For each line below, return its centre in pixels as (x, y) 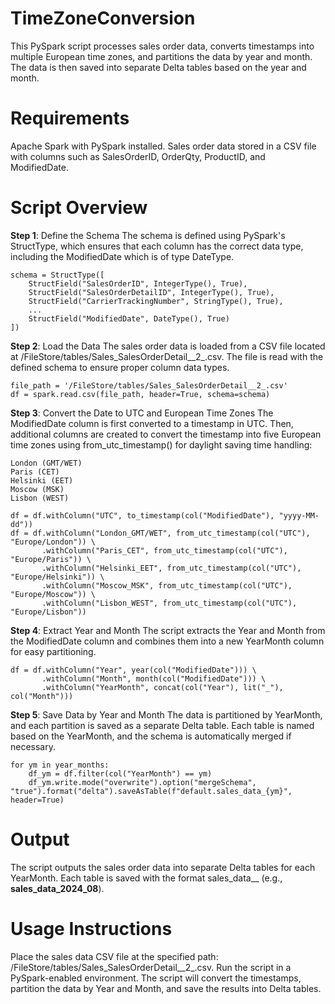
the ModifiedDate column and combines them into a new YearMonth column (167, 641)
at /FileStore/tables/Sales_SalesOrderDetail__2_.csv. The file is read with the (167, 356)
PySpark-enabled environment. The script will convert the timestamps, (156, 978)
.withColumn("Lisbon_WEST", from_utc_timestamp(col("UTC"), (169, 603)
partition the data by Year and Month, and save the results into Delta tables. (166, 988)
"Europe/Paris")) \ (51, 559)
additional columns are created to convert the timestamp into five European (166, 434)
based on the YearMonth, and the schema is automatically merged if (151, 736)
